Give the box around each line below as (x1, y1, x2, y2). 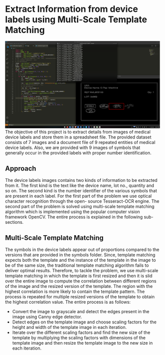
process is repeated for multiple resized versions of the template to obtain (5, 294, 155, 300)
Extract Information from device (5, 3, 138, 15)
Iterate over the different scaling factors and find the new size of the (12, 329, 151, 336)
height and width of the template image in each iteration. (12, 324, 127, 330)
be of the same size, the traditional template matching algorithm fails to (5, 262, 149, 268)
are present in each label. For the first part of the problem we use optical (5, 193, 152, 199)
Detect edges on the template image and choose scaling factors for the (12, 319, 157, 325)
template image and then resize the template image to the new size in (12, 340, 153, 346)
